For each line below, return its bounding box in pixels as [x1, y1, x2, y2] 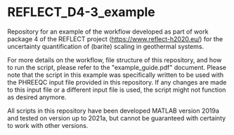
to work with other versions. [7, 121, 89, 129]
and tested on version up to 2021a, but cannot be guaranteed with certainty [7, 113, 226, 122]
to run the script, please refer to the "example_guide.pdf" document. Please [7, 63, 227, 71]
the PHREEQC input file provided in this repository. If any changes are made [7, 78, 227, 86]
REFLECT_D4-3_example [7, 4, 156, 20]
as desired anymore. [7, 92, 67, 101]
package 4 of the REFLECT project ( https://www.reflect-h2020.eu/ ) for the [7, 34, 223, 43]
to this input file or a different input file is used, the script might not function [7, 85, 226, 94]
